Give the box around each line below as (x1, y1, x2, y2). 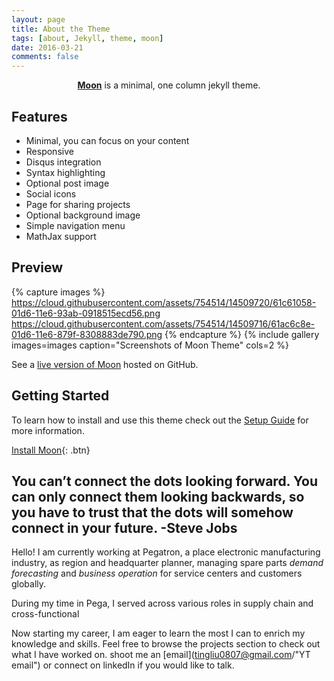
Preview (11, 259, 64, 276)
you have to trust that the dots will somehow (11, 504, 294, 521)
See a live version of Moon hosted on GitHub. (11, 358, 199, 370)
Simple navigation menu (25, 219, 126, 231)
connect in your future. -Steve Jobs (11, 519, 238, 536)
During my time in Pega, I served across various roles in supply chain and (11, 597, 314, 610)
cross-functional (11, 608, 80, 620)
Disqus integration (25, 156, 102, 168)
